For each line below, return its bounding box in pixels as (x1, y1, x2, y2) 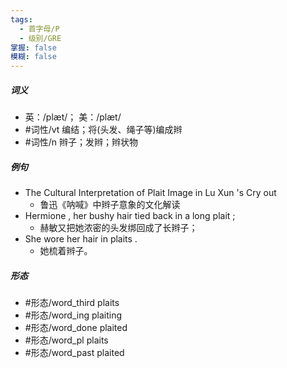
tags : (10, 14, 33, 25)
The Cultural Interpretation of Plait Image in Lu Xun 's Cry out (24, 187, 277, 199)
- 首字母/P (19, 24, 60, 34)
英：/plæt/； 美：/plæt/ (24, 111, 122, 123)
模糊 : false (10, 52, 57, 62)
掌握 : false (10, 42, 57, 53)
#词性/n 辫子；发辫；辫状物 (24, 136, 138, 148)
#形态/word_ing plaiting (24, 309, 123, 321)
